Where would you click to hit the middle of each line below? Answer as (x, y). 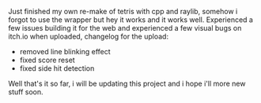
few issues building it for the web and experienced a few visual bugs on (125, 28)
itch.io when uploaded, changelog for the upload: (88, 36)
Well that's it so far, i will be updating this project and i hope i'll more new (127, 83)
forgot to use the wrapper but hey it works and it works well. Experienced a (130, 20)
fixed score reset (47, 60)
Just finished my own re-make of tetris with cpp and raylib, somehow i (123, 11)
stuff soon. (26, 92)
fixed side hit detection (57, 68)
